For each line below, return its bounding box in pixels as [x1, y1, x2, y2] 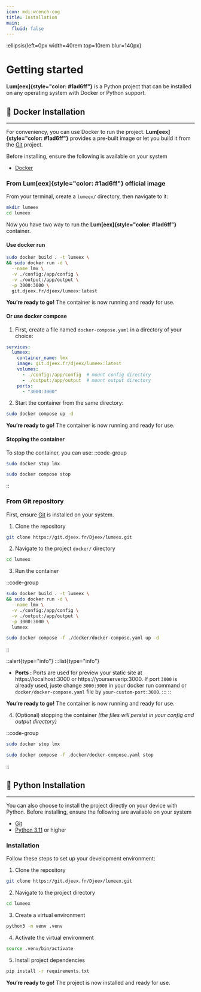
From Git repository [6, 497, 64, 506]
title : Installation [6, 14, 58, 20]
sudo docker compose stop [6, 471, 71, 477]
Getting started [6, 63, 84, 77]
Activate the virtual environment [14, 934, 94, 941]
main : [6, 20, 20, 26]
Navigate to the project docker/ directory [14, 545, 115, 552]
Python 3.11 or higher [14, 826, 67, 833]
